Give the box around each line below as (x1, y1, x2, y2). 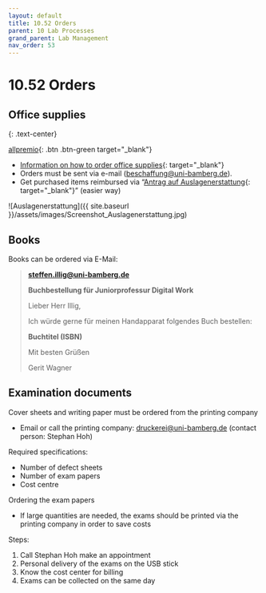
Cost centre (19, 479, 59, 489)
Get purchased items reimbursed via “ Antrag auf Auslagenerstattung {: (19, 177, 251, 187)
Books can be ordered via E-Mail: (8, 254, 118, 264)
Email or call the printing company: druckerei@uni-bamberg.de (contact (19, 422, 257, 433)
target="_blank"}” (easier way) (19, 186, 121, 196)
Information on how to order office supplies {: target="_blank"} (19, 160, 225, 170)
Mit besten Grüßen (27, 347, 90, 357)
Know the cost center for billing (19, 567, 124, 577)
